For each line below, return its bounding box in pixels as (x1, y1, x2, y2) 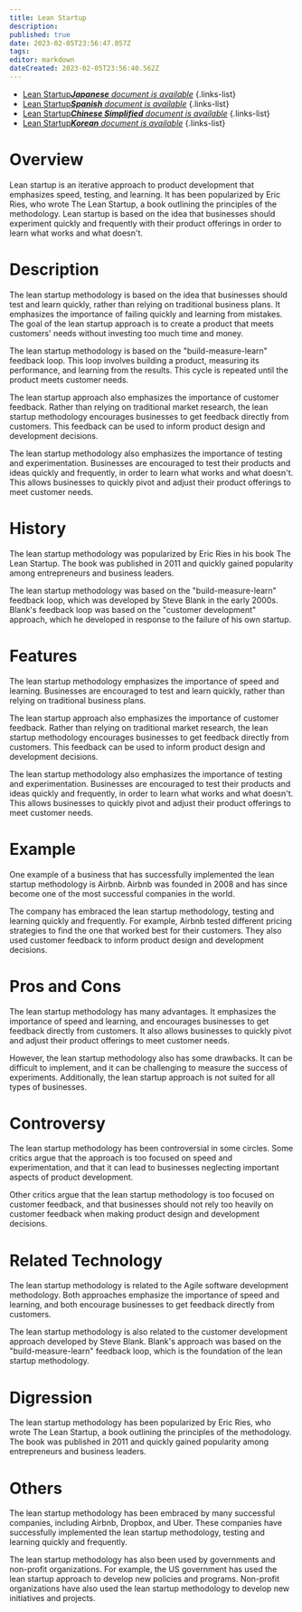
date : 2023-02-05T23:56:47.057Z (9, 38, 131, 48)
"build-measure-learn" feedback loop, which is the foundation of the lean (9, 1345, 283, 1356)
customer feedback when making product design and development (9, 1209, 260, 1219)
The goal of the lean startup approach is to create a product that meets (9, 318, 274, 329)
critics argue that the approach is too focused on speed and (9, 1152, 233, 1163)
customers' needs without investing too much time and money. (9, 327, 244, 338)
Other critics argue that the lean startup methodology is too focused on (9, 1190, 275, 1200)
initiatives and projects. (9, 1593, 97, 1604)
